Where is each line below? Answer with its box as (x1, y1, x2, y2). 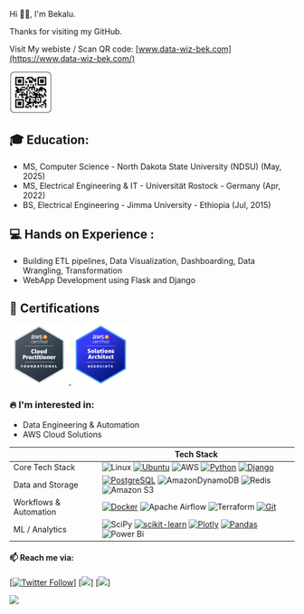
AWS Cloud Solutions (22, 429, 102, 439)
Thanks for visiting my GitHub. (9, 26, 123, 36)
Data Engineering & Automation (22, 419, 140, 430)
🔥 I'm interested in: (9, 399, 95, 411)
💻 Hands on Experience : (9, 227, 155, 242)
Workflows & (13, 496, 61, 507)
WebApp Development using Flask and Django (22, 274, 196, 285)
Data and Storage (13, 479, 79, 490)
